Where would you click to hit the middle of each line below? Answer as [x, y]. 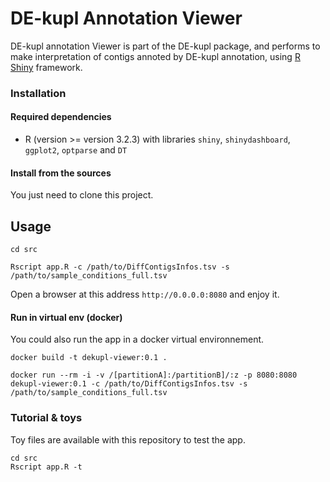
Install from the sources [61, 173]
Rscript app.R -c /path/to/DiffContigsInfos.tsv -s [120, 267]
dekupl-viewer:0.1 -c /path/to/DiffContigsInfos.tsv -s [129, 384]
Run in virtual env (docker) [66, 317]
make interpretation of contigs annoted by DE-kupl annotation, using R [155, 56]
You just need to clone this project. [82, 195]
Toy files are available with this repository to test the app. [128, 439]
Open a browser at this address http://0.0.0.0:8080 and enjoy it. [145, 294]
